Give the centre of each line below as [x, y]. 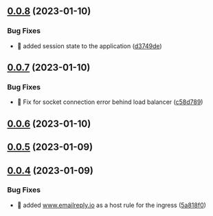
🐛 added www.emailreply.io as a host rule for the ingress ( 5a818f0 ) [111, 205]
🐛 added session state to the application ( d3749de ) [90, 46]
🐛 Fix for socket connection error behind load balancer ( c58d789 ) [110, 102]
